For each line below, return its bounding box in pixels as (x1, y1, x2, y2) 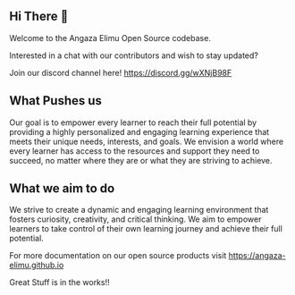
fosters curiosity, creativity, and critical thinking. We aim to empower (9, 214, 262, 224)
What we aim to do (9, 181, 115, 197)
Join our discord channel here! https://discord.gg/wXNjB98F (9, 67, 232, 78)
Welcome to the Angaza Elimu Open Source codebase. (9, 32, 212, 43)
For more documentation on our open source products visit (9, 250, 227, 261)
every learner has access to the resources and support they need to (9, 145, 260, 156)
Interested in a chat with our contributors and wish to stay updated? (9, 50, 259, 61)
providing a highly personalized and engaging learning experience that (9, 126, 270, 137)
